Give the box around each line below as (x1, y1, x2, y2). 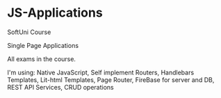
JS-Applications (7, 5, 103, 21)
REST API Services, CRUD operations (7, 83, 115, 91)
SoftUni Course (7, 28, 51, 36)
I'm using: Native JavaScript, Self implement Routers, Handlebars (7, 68, 195, 76)
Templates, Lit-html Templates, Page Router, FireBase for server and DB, (7, 75, 215, 84)
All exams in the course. (7, 54, 76, 63)
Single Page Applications (7, 41, 79, 49)
